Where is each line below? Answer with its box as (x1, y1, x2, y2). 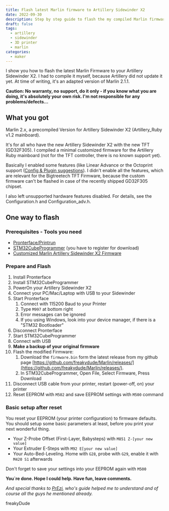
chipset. (6, 184, 23, 190)
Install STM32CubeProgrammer (13, 280, 79, 286)
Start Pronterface (13, 296, 49, 302)
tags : (6, 26, 17, 31)
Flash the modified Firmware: (13, 349, 74, 355)
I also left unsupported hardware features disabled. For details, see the (6, 193, 152, 199)
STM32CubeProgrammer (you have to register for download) (13, 244, 139, 251)
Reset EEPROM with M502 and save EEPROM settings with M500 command (13, 392, 163, 398)
